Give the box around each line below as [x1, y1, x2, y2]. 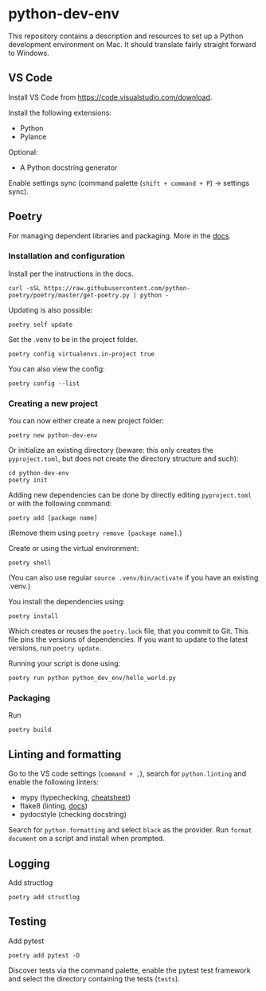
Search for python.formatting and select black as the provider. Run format [8, 825, 252, 835]
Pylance [19, 132, 47, 141]
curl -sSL [8, 284, 41, 292]
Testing [8, 914, 47, 929]
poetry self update [8, 321, 73, 328]
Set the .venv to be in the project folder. [8, 334, 139, 344]
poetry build [8, 726, 52, 734]
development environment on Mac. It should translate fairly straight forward [8, 39, 256, 49]
